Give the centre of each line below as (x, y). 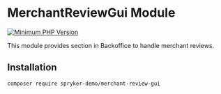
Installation (32, 68)
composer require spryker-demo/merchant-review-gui (84, 84)
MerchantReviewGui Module (91, 13)
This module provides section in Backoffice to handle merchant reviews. (111, 45)
